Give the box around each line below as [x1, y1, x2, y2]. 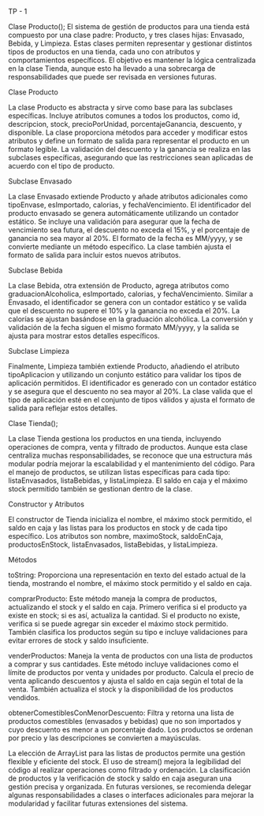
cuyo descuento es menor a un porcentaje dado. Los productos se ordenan [8, 725, 254, 734]
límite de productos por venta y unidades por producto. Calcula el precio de [8, 668, 255, 677]
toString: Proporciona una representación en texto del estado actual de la [8, 570, 247, 580]
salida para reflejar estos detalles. [8, 403, 118, 413]
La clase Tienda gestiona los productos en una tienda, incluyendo [8, 434, 222, 443]
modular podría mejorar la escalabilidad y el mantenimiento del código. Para [8, 459, 255, 468]
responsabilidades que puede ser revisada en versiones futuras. [8, 72, 217, 81]
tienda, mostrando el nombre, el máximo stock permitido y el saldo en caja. [8, 579, 252, 588]
